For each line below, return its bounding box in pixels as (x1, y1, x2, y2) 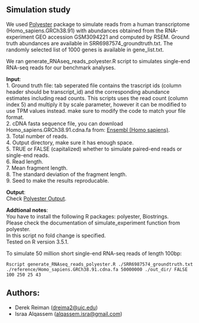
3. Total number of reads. (6, 133, 69, 140)
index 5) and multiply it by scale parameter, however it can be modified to (6, 101, 186, 108)
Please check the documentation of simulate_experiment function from (6, 219, 181, 226)
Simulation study (6, 5, 71, 15)
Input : (6, 75, 21, 82)
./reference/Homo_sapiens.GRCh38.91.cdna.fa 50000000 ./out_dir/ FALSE (6, 266, 188, 272)
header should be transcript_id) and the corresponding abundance (6, 88, 170, 95)
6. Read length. (6, 158, 43, 165)
